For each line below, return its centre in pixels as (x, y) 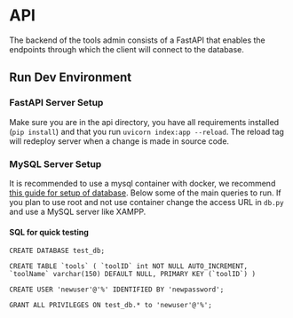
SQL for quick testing (49, 232)
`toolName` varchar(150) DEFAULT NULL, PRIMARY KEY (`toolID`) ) (132, 274)
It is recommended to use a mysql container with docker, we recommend (143, 183)
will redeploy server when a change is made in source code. (119, 141)
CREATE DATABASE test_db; (57, 251)
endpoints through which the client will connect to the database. (127, 49)
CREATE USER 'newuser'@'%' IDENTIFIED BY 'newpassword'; (117, 290)
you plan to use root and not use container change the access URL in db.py (146, 202)
